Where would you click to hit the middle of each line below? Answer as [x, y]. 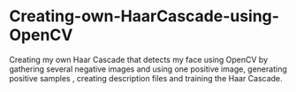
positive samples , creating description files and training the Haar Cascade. [146, 78]
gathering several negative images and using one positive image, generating [148, 69]
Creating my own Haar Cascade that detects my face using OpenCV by [139, 59]
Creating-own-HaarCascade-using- [144, 16]
